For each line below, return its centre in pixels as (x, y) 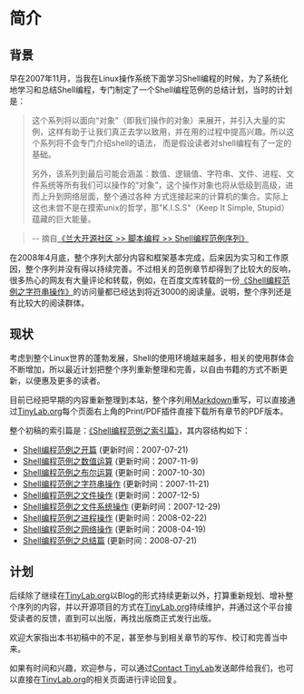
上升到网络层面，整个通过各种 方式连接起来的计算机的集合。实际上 (164, 196)
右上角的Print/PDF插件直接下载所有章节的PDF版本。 (191, 411)
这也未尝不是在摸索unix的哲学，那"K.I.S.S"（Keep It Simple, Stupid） (160, 208)
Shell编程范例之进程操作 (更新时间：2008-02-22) (114, 517)
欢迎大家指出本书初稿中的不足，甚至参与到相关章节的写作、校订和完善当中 (148, 637)
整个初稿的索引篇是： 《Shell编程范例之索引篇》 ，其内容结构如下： (130, 430)
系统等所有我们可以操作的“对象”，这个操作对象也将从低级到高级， (162, 185)
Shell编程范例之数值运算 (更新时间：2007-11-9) (110, 461)
